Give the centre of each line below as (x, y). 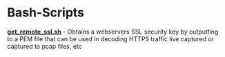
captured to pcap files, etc (45, 46)
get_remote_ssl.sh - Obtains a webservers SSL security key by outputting (113, 32)
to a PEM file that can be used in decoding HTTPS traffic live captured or (110, 38)
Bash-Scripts (46, 13)
